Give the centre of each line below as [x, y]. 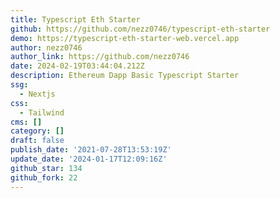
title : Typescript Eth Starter [75, 19]
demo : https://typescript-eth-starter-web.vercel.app [125, 38]
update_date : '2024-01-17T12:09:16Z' [89, 159]
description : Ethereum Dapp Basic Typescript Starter [125, 76]
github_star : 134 [46, 168]
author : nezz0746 [46, 47]
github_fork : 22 [44, 177]
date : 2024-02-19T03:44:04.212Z [77, 66]
